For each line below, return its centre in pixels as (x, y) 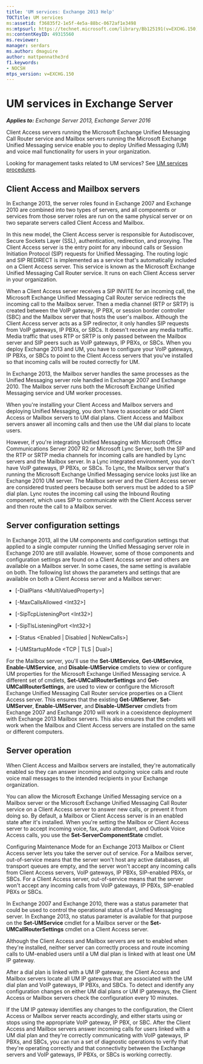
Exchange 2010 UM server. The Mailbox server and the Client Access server (101, 481)
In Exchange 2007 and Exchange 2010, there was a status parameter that (97, 904)
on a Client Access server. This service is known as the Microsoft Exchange (101, 266)
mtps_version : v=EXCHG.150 (40, 74)
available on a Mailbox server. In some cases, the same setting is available (99, 566)
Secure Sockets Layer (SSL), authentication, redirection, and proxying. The (99, 241)
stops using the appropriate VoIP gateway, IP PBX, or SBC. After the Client (98, 1022)
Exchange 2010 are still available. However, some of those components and (100, 553)
